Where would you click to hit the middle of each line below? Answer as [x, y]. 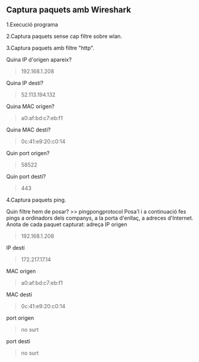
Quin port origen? [28, 153]
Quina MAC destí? [29, 130]
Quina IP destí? [25, 83]
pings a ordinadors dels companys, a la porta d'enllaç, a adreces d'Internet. [100, 218]
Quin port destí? [26, 176]
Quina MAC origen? [30, 106]
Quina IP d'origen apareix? [39, 59]
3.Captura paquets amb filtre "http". [50, 48]
